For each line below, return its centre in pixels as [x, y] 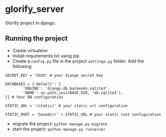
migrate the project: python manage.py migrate [60, 124]
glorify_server [35, 9]
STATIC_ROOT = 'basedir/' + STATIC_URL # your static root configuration [83, 114]
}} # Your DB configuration [34, 97]
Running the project [37, 38]
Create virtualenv [30, 50]
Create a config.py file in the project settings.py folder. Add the [78, 61]
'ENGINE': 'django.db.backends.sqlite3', [67, 88]
